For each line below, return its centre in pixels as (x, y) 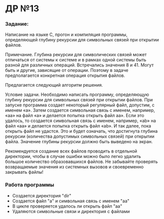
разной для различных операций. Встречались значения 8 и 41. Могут (80, 65)
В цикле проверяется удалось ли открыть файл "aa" (67, 206)
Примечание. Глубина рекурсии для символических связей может (76, 55)
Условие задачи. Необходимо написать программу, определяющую (77, 94)
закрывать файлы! (24, 172)
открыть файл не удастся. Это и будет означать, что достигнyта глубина (82, 131)
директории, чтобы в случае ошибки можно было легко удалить (73, 156)
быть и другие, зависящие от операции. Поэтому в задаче (67, 70)
